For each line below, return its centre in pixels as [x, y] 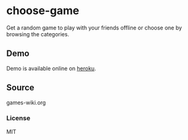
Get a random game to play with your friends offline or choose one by [94, 28]
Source [21, 87]
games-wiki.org [26, 103]
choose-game [43, 11]
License [18, 119]
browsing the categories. [38, 34]
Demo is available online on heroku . [51, 68]
